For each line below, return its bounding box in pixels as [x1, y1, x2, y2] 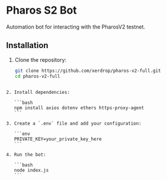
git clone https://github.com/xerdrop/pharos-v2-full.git [14, 68, 161, 74]
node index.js [14, 167, 49, 173]
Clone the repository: [14, 56, 67, 63]
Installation [6, 40, 49, 50]
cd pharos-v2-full [14, 73, 60, 79]
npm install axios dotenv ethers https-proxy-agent [14, 105, 144, 110]
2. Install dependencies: [6, 89, 70, 95]
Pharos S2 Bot [6, 4, 77, 17]
